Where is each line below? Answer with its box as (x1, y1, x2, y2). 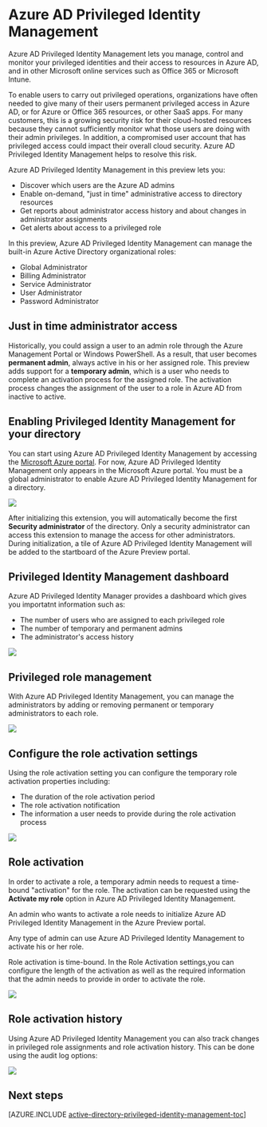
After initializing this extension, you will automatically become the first (8, 513, 238, 523)
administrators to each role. (8, 709, 99, 719)
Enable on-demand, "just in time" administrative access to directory (19, 189, 242, 198)
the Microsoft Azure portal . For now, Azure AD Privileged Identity (8, 457, 222, 467)
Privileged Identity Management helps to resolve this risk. (8, 149, 197, 159)
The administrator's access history (19, 632, 134, 642)
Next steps (8, 1089, 64, 1102)
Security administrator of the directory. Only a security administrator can (8, 521, 250, 531)
